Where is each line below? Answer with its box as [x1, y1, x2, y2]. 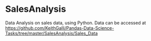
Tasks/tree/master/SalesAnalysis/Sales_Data [5, 30, 98, 36]
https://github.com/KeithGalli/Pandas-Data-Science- [5, 25, 114, 31]
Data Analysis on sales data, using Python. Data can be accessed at [5, 20, 146, 26]
